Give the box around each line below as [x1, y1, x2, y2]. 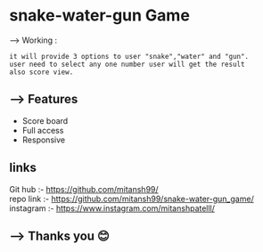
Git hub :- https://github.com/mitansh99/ [9, 183, 159, 194]
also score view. [9, 68, 74, 77]
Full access [21, 125, 64, 135]
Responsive [21, 134, 65, 145]
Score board [21, 115, 69, 126]
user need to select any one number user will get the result [9, 60, 245, 69]
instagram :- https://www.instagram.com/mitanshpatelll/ [9, 202, 216, 214]
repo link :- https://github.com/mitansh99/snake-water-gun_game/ [9, 193, 254, 204]
